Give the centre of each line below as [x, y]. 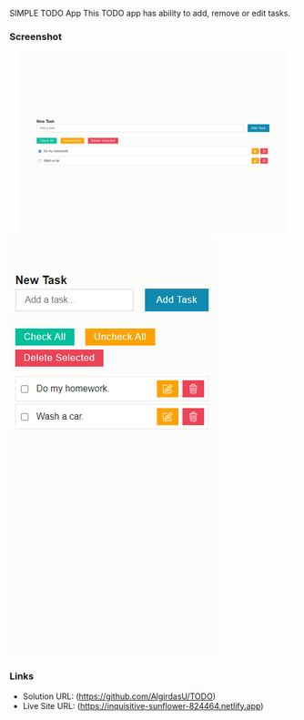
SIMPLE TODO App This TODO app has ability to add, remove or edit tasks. [150, 13]
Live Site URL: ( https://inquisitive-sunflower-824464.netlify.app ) [143, 705]
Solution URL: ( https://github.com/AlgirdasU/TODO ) [119, 696]
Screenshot [35, 36]
